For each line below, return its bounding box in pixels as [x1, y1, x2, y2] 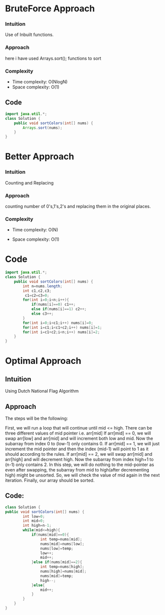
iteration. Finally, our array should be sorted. [5, 477, 95, 483]
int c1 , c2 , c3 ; [23, 288, 52, 293]
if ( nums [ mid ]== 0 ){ [31, 532, 69, 538]
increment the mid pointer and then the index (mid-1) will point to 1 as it [5, 446, 149, 452]
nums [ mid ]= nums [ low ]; [40, 541, 84, 546]
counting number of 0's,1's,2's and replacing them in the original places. [5, 203, 151, 209]
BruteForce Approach [5, 3, 95, 14]
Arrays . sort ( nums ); [23, 125, 63, 130]
